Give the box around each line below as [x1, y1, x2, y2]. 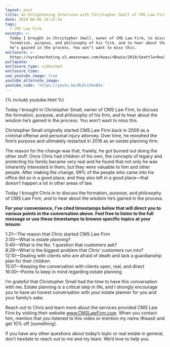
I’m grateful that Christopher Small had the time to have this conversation [5, 278, 158, 284]
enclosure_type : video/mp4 [5, 64, 62, 69]
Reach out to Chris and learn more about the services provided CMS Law [5, 304, 158, 311]
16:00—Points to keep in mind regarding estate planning [5, 268, 122, 275]
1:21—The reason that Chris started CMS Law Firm [5, 231, 110, 237]
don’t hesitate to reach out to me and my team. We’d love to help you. [5, 335, 150, 342]
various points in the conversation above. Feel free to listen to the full [5, 210, 154, 216]
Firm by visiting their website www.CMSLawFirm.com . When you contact [5, 310, 157, 316]
